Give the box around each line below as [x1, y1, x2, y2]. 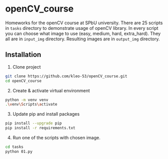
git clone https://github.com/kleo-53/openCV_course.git [5, 74, 128, 79]
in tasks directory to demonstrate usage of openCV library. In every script [5, 25, 159, 31]
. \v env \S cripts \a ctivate [5, 102, 58, 107]
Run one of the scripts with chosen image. [12, 135, 101, 140]
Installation [5, 50, 41, 59]
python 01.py [5, 149, 33, 154]
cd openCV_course [5, 78, 42, 83]
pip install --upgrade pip [5, 121, 62, 126]
